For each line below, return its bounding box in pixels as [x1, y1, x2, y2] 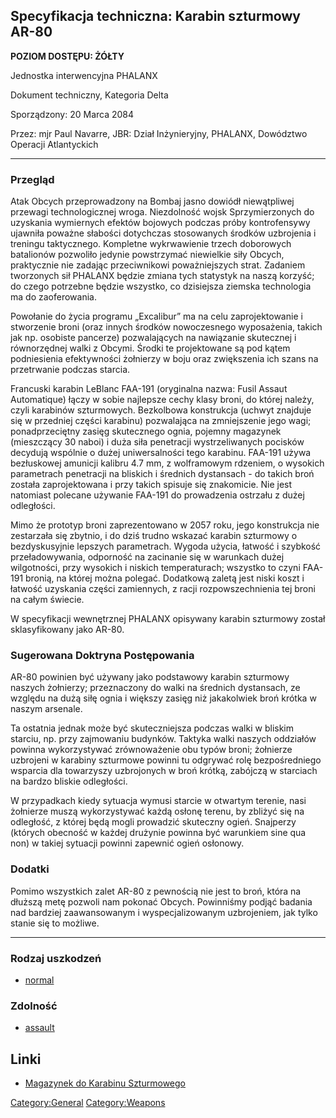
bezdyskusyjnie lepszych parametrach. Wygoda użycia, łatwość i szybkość [10, 540, 322, 553]
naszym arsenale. [10, 703, 83, 715]
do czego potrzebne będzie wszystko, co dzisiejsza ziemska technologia [10, 280, 312, 293]
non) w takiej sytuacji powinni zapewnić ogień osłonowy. [10, 837, 245, 849]
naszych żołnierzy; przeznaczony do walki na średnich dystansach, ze [10, 682, 301, 694]
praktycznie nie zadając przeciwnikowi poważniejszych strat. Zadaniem [10, 259, 306, 271]
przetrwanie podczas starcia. [10, 364, 131, 376]
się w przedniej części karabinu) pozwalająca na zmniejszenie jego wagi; [10, 415, 312, 427]
